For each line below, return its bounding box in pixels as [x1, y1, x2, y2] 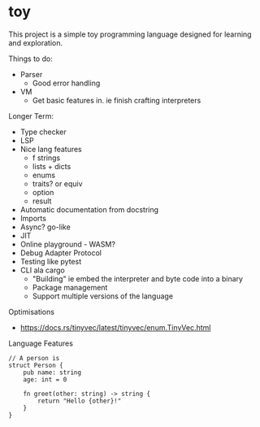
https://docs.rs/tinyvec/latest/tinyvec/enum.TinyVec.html [19, 322, 211, 332]
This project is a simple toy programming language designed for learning [8, 29, 252, 39]
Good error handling [32, 78, 101, 88]
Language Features [8, 338, 73, 348]
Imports [19, 213, 47, 223]
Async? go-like [19, 222, 71, 232]
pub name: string [23, 368, 82, 377]
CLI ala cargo [19, 265, 65, 275]
